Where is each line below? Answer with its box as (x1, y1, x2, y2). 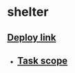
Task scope (17, 54, 68, 66)
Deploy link (7, 32, 56, 43)
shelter (7, 4, 49, 20)
